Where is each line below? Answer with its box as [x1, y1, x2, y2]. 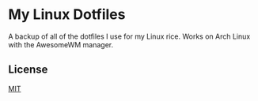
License [8, 63, 48, 77]
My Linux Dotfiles [8, 6, 126, 24]
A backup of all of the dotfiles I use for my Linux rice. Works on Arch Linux [8, 32, 251, 41]
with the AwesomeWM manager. [8, 39, 113, 49]
